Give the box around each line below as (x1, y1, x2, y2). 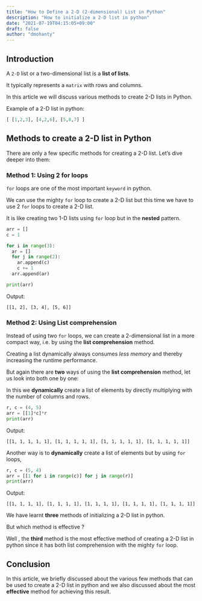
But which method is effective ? (6, 524, 84, 531)
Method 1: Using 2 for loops (6, 171, 89, 179)
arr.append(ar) (11, 271, 50, 277)
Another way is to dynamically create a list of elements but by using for (6, 449, 186, 456)
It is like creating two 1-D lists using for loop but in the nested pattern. (6, 214, 181, 221)
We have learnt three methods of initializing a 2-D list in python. (6, 512, 165, 519)
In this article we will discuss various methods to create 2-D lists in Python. (6, 93, 193, 100)
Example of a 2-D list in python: (6, 105, 84, 112)
